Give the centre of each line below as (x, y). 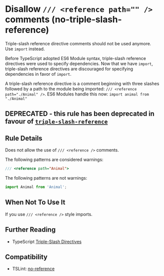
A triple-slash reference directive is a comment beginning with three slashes (82, 83)
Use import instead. (25, 49)
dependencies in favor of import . (38, 74)
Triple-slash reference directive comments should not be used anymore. (78, 43)
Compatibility (26, 257)
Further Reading (30, 230)
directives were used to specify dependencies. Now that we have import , (79, 63)
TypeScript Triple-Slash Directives (47, 242)
